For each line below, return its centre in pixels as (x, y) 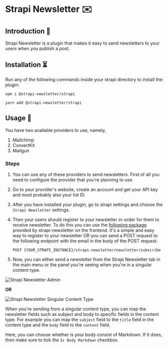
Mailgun (21, 150)
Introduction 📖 (28, 31)
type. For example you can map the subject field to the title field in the (79, 319)
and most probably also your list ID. (49, 195)
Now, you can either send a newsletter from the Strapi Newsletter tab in (86, 259)
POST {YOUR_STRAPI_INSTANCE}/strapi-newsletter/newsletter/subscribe (87, 250)
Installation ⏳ (26, 65)
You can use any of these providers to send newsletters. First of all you (86, 174)
